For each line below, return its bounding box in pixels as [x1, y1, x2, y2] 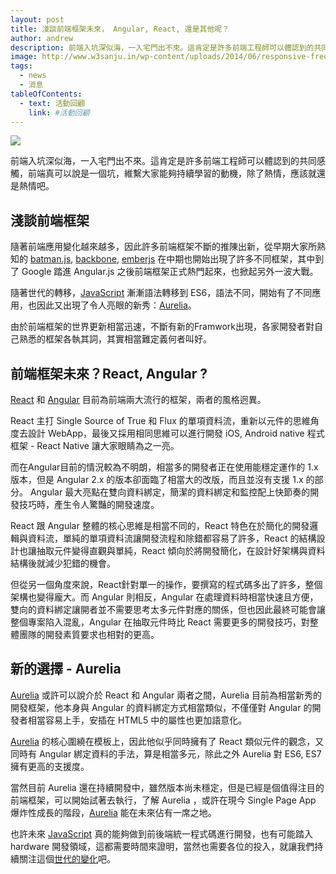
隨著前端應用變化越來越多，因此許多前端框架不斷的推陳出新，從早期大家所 [10, 241, 317, 253]
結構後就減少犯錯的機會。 [10, 557, 116, 569]
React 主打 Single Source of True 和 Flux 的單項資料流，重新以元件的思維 [10, 415, 311, 426]
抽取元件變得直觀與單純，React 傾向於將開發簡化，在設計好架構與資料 [36, 545, 326, 556]
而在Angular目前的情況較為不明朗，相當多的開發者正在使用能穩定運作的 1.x [10, 461, 319, 473]
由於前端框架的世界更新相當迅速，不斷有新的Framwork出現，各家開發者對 [10, 321, 315, 333]
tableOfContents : [10, 89, 83, 99]
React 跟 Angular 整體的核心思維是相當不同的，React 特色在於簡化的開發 [10, 520, 310, 531]
